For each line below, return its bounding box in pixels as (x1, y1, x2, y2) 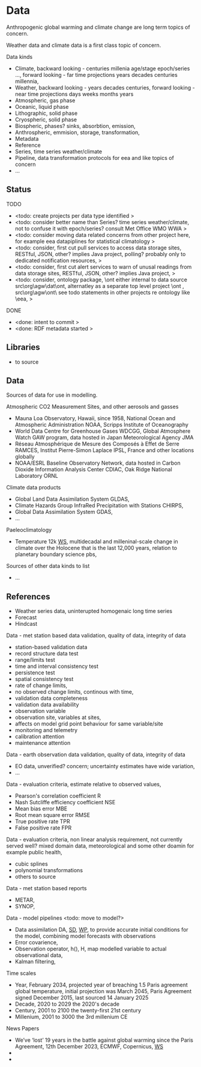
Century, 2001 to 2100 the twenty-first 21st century (14, 1007, 141, 1014)
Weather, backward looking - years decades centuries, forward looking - (14, 84, 195, 91)
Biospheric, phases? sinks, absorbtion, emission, (14, 122, 136, 129)
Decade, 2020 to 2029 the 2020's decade (14, 1000, 120, 1007)
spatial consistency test (14, 676, 74, 683)
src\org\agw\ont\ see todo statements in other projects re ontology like (14, 289, 190, 296)
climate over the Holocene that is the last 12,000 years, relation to (14, 545, 178, 552)
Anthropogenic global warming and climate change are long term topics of (6, 23, 190, 31)
